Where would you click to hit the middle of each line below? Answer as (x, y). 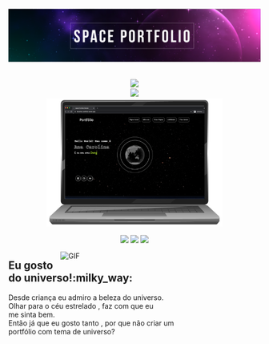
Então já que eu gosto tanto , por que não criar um (91, 323)
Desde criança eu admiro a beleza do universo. (86, 297)
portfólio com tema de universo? (62, 331)
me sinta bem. (32, 314)
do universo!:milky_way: (71, 278)
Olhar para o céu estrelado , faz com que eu (81, 306)
